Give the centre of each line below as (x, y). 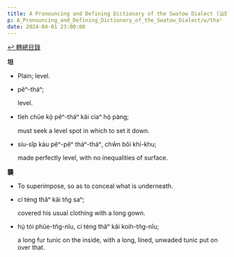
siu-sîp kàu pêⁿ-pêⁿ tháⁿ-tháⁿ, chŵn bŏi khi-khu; (87, 144)
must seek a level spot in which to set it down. (83, 131)
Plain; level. (34, 76)
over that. (31, 247)
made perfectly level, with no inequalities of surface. (93, 158)
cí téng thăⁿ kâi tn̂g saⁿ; (51, 200)
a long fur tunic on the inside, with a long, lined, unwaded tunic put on (117, 240)
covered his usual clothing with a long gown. (81, 213)
